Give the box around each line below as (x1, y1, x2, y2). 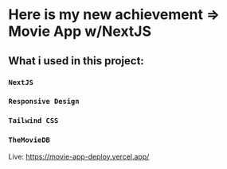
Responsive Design (8, 97, 80, 106)
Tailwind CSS (8, 117, 59, 125)
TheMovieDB (8, 136, 50, 144)
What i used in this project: (8, 54, 145, 67)
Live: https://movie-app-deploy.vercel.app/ (8, 152, 150, 161)
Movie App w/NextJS (8, 22, 151, 40)
